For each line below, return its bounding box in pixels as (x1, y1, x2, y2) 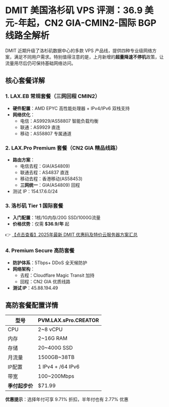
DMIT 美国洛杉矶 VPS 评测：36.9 (5, 5, 143, 16)
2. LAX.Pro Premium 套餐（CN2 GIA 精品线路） (5, 144, 121, 151)
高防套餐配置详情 (5, 301, 58, 310)
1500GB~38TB (38, 354, 74, 361)
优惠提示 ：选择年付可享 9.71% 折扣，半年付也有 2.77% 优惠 (5, 396, 129, 402)
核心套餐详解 (5, 76, 45, 85)
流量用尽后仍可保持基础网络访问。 (5, 60, 76, 66)
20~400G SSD (38, 344, 73, 351)
